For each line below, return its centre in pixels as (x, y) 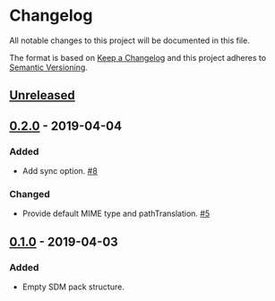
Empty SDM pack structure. (73, 287)
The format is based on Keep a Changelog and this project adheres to (138, 57)
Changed (30, 193)
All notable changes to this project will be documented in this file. (130, 40)
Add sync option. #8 (60, 171)
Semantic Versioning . (48, 67)
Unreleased (43, 95)
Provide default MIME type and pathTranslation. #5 (116, 214)
